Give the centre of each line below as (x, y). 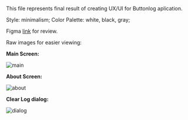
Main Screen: (23, 54)
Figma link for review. (32, 31)
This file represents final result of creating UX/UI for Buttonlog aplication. (94, 8)
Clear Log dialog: (27, 99)
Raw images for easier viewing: (44, 42)
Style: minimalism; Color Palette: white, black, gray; (68, 20)
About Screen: (24, 76)
